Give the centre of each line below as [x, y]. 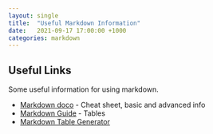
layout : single [34, 16]
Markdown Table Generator [65, 122]
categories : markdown [44, 38]
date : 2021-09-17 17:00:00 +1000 [67, 30]
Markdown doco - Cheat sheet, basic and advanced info [112, 105]
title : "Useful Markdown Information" [75, 23]
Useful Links [40, 70]
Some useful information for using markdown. [84, 89]
